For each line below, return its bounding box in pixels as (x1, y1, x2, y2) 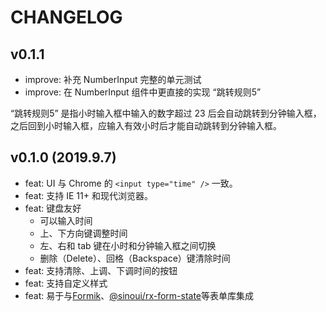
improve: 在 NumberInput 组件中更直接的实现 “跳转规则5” (24, 86, 262, 98)
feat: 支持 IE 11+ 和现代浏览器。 (24, 189, 153, 201)
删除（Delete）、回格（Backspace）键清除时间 (39, 252, 231, 264)
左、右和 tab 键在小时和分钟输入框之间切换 (39, 239, 217, 251)
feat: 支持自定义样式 (24, 277, 108, 289)
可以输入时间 (39, 214, 93, 226)
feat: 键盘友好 (24, 202, 82, 214)
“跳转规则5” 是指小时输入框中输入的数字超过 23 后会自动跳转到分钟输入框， (10, 107, 322, 119)
